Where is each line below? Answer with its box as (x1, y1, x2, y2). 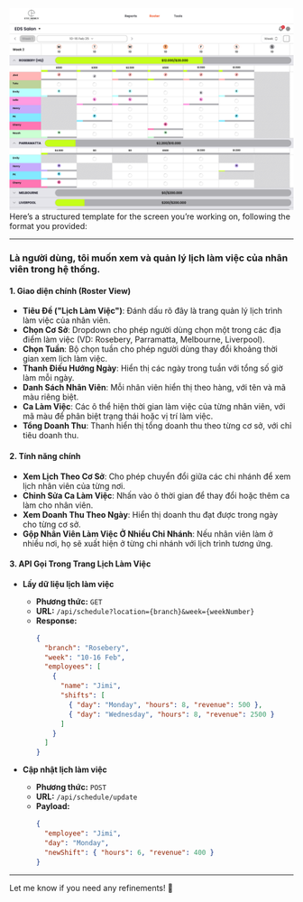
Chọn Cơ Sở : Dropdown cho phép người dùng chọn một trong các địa (22, 325, 281, 336)
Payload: (35, 801, 70, 812)
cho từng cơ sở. (22, 519, 81, 529)
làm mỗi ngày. (22, 373, 75, 383)
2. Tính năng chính (9, 451, 81, 462)
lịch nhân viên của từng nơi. (22, 480, 126, 491)
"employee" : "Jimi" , (43, 829, 122, 838)
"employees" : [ (43, 662, 102, 671)
